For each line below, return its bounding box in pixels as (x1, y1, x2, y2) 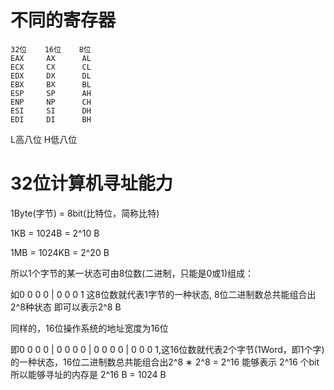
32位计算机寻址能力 (10, 172, 173, 195)
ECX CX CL (10, 62, 92, 72)
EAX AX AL (10, 53, 92, 63)
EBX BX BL (10, 79, 92, 90)
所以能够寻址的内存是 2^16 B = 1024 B (10, 368, 167, 380)
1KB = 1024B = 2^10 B (10, 227, 100, 239)
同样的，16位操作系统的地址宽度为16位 (10, 322, 169, 334)
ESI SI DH (10, 106, 92, 116)
